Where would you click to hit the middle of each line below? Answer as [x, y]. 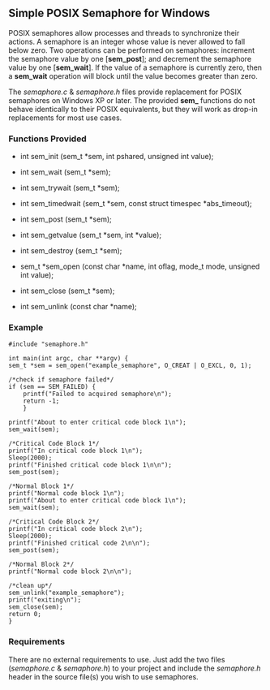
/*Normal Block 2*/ [41, 565]
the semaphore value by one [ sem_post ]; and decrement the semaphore [130, 58]
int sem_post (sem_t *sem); [66, 219]
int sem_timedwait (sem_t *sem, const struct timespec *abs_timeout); [136, 204]
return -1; [41, 401]
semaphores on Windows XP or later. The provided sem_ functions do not [132, 100]
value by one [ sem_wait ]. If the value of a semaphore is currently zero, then [135, 67]
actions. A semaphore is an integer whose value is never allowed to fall [127, 41]
